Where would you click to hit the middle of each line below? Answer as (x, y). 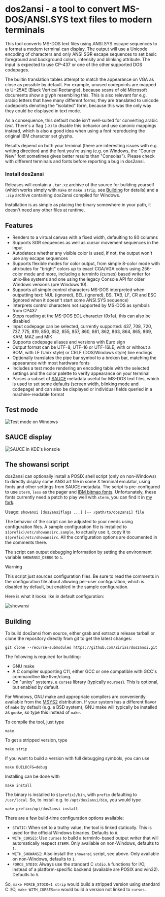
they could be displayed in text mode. (43, 111)
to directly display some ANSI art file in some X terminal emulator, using (78, 482)
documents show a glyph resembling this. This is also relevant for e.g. (76, 95)
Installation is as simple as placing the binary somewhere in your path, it (78, 205)
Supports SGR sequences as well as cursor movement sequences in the (85, 243)
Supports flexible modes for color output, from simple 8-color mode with (86, 264)
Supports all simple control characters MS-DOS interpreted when (78, 290)
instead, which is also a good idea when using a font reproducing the (75, 131)
